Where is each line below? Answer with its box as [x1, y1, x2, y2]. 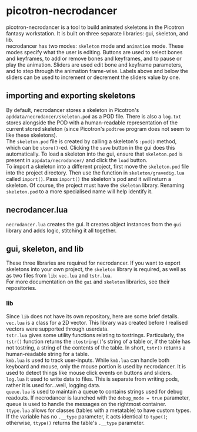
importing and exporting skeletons [6, 91, 136, 101]
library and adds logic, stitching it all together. [6, 227, 117, 234]
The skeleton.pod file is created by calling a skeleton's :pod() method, [6, 137, 177, 145]
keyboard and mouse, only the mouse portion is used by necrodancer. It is [6, 362, 186, 370]
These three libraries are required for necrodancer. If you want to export [6, 259, 181, 266]
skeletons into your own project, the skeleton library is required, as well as [6, 266, 186, 273]
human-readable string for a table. [6, 350, 89, 357]
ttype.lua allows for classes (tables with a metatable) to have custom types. [6, 407, 191, 414]
